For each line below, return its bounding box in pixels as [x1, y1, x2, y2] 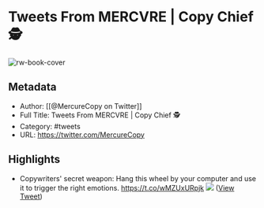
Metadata [8, 80, 57, 94]
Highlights [8, 153, 61, 166]
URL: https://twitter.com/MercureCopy [19, 130, 145, 139]
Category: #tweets [19, 121, 81, 131]
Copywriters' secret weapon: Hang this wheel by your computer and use [19, 173, 257, 183]
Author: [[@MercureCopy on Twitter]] [19, 101, 142, 110]
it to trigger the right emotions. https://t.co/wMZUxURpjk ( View [19, 183, 235, 192]
